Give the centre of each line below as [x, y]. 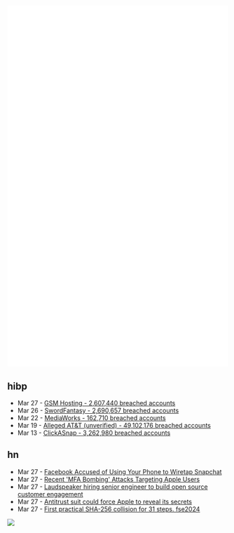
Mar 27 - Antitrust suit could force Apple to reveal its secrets [105, 501]
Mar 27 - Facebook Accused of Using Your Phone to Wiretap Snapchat [119, 471]
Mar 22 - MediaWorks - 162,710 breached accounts [91, 418]
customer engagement [50, 494]
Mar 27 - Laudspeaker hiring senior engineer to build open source [112, 487]
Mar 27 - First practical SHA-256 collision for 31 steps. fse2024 [109, 509]
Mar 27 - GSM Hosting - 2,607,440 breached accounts [96, 403]
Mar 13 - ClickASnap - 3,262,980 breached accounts [94, 433]
